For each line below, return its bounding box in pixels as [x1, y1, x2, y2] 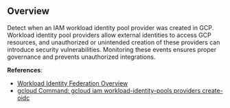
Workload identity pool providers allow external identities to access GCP [7, 31, 211, 39]
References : [7, 66, 43, 74]
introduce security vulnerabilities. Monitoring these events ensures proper [7, 45, 217, 53]
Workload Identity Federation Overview [16, 79, 128, 87]
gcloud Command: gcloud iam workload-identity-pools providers [16, 86, 201, 94]
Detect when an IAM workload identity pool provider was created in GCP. [7, 23, 214, 31]
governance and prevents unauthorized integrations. [7, 53, 156, 61]
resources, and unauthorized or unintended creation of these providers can [7, 38, 220, 46]
